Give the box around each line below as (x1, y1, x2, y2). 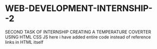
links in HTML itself (5, 39, 44, 45)
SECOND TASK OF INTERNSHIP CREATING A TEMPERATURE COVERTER (5, 29, 152, 35)
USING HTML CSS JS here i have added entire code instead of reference (5, 34, 151, 40)
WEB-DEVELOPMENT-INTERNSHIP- (5, 3, 153, 14)
